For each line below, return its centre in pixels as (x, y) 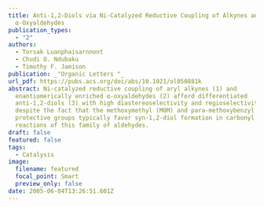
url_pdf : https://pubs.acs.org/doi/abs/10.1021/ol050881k (105, 81)
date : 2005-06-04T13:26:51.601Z (61, 191)
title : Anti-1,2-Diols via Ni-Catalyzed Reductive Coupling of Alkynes (128, 15)
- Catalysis (35, 154)
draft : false (29, 132)
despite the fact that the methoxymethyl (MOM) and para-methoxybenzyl (135, 111)
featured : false (35, 140)
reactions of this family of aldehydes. (82, 125)
